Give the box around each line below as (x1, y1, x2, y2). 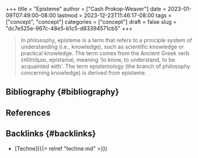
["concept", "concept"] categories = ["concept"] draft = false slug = (5, 18, 177, 25)
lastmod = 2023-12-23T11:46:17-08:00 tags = (57, 12, 172, 19)
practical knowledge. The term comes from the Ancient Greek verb (20, 50, 190, 57)
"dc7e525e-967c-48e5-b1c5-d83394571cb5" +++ (5, 24, 133, 32)
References (5, 107, 51, 118)
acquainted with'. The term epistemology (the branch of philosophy (20, 62, 191, 70)
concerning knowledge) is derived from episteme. (20, 69, 147, 76)
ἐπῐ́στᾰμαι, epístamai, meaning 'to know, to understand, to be (20, 56, 175, 63)
